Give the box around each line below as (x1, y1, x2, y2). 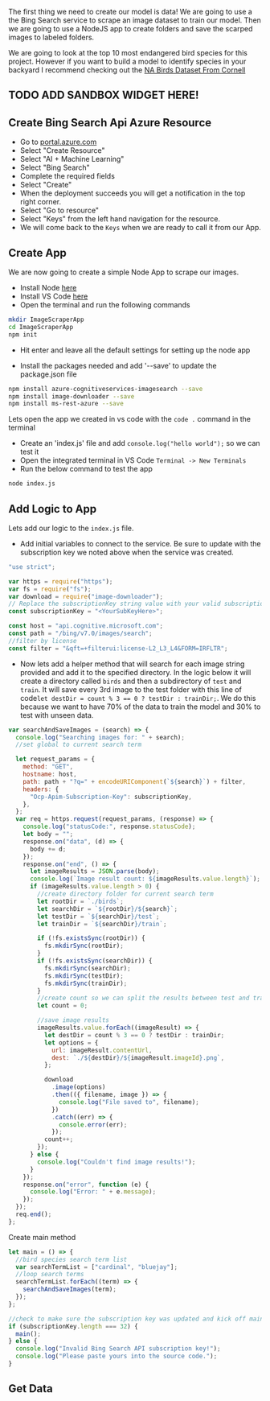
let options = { (43, 1038, 99, 1047)
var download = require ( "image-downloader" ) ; (8, 592, 163, 600)
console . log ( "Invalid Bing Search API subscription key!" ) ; (15, 1345, 221, 1353)
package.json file (19, 369, 78, 379)
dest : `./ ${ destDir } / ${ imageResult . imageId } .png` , (51, 1053, 225, 1061)
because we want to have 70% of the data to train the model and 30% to (19, 702, 261, 711)
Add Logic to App (8, 502, 97, 516)
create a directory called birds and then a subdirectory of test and (19, 676, 242, 686)
